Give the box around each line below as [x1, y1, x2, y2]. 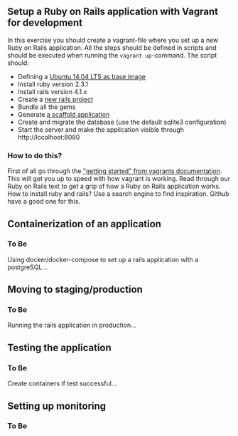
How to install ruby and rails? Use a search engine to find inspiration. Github [7, 190, 229, 198]
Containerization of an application [7, 217, 162, 230]
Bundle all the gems [17, 103, 76, 111]
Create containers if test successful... [7, 379, 117, 388]
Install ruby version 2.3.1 [17, 80, 89, 88]
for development [7, 17, 83, 29]
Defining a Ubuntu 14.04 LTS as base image [17, 72, 146, 81]
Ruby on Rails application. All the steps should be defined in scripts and [7, 43, 217, 52]
